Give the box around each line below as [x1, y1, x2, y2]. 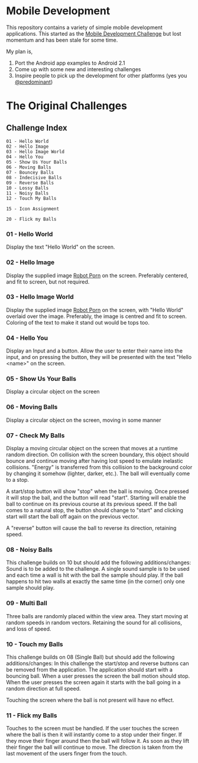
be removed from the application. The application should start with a [6, 666, 173, 673]
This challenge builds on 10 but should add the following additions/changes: [6, 559, 191, 566]
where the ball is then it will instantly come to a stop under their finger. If [6, 731, 182, 738]
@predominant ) [14, 78, 53, 85]
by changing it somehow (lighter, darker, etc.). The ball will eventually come [6, 470, 190, 477]
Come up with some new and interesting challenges [14, 65, 141, 72]
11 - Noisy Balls [6, 190, 49, 196]
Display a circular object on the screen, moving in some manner [6, 417, 161, 424]
